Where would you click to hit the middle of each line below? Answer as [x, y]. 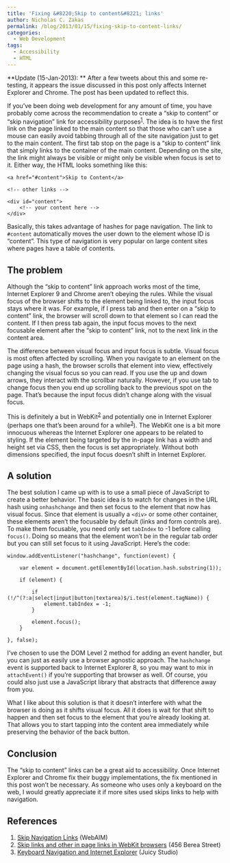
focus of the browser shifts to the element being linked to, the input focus [111, 301]
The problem [35, 270]
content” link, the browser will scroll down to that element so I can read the [113, 316]
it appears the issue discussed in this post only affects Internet [118, 85]
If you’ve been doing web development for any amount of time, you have [110, 105]
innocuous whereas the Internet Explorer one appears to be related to [105, 432]
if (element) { [41, 580]
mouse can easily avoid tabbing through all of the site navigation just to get [113, 136]
